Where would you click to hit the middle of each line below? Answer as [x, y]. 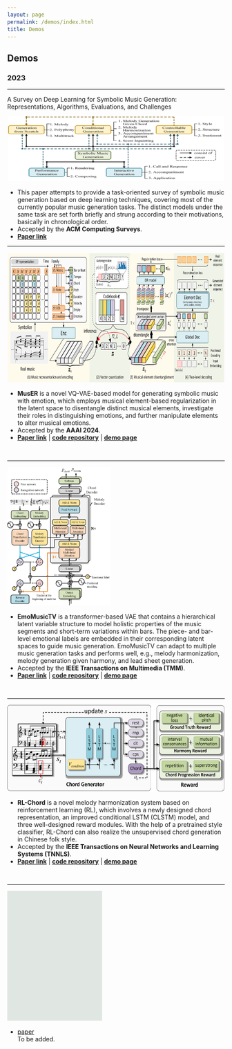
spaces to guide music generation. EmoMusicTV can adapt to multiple [117, 646]
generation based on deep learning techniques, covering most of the [115, 200]
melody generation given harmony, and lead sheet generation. [106, 661]
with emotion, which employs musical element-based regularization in [117, 401]
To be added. [36, 1039]
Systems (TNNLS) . [44, 854]
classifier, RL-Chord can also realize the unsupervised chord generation [119, 832]
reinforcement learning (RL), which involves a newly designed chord [114, 810]
